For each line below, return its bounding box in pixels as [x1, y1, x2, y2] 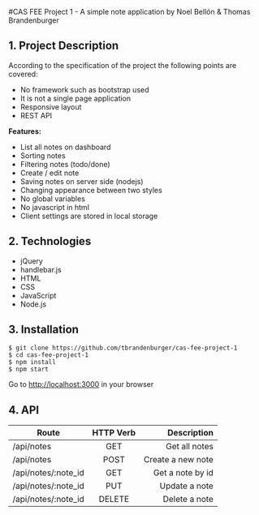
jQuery [19, 255, 43, 266]
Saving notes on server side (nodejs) [19, 176, 144, 186]
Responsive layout [19, 101, 82, 112]
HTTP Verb [92, 427, 136, 439]
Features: [8, 126, 42, 136]
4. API [8, 403, 40, 417]
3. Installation [8, 323, 80, 337]
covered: [8, 69, 38, 79]
